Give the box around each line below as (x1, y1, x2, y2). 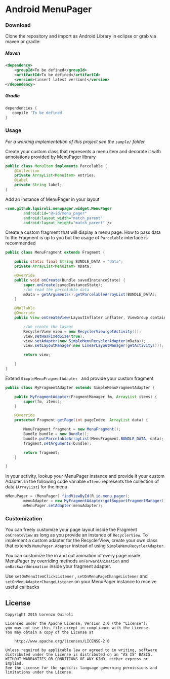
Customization (5, 515, 42, 522)
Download (5, 22, 31, 29)
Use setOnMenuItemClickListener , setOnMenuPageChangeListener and (5, 573, 148, 579)
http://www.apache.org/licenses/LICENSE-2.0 (14, 639, 110, 644)
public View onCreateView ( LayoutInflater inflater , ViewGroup (14, 315, 148, 320)
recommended (5, 240, 36, 246)
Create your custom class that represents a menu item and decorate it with (5, 148, 161, 154)
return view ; (23, 352, 51, 358)
